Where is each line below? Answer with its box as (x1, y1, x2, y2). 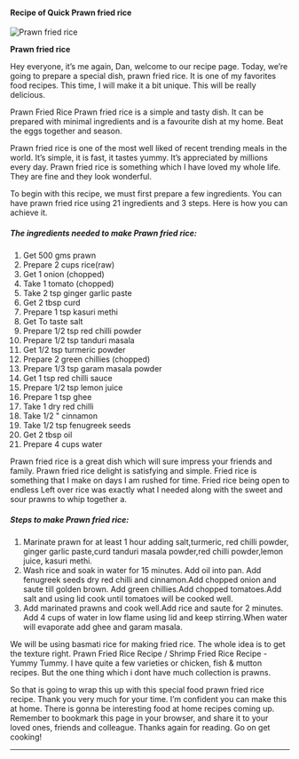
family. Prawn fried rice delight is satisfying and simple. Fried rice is (10, 466, 257, 476)
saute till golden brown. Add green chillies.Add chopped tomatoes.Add (22, 584, 282, 595)
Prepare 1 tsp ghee (22, 392, 92, 403)
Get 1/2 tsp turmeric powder (22, 345, 126, 356)
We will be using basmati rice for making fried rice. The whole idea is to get (10, 639, 287, 650)
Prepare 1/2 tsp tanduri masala (22, 335, 136, 346)
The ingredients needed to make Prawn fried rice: (10, 228, 198, 238)
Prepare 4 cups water (22, 439, 103, 450)
